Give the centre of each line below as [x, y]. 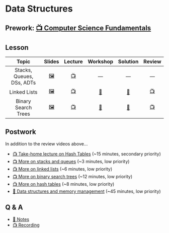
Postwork [21, 132]
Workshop [101, 62]
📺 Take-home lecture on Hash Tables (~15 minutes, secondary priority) [87, 154]
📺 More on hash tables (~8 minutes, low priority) [63, 184]
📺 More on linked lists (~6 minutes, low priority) [62, 169]
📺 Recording [26, 225]
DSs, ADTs [23, 83]
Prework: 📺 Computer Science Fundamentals [78, 28]
